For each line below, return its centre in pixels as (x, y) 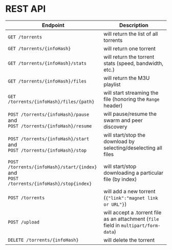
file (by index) (120, 179)
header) (113, 106)
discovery (115, 127)
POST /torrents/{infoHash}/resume (50, 126)
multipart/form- (141, 225)
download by (119, 141)
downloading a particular (134, 173)
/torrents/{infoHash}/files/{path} (51, 101)
